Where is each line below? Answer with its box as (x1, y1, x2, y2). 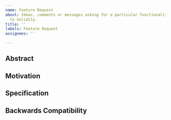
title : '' (5, 21, 26, 27)
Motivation (5, 72, 41, 80)
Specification (5, 89, 49, 98)
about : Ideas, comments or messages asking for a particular (5, 12, 138, 17)
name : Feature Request (5, 7, 53, 13)
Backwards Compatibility (5, 106, 88, 115)
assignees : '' (5, 31, 36, 36)
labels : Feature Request (5, 26, 58, 32)
